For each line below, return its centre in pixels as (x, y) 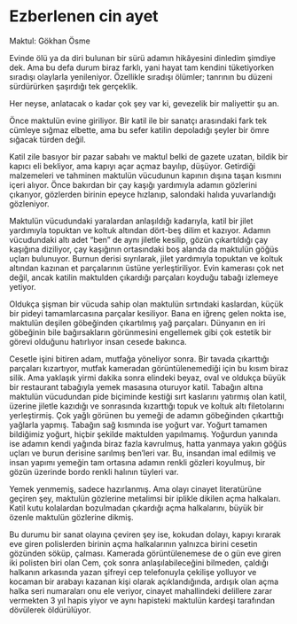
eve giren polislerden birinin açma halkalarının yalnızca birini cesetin (133, 543)
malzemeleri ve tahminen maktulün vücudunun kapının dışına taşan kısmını (145, 175)
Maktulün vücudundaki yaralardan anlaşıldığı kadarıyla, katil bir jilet (131, 221)
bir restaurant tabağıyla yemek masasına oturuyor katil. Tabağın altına (136, 386)
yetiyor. (23, 286)
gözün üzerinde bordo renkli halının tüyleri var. (94, 472)
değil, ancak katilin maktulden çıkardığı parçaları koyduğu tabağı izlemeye (144, 277)
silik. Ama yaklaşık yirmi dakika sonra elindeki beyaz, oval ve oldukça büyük (148, 378)
